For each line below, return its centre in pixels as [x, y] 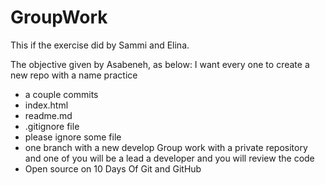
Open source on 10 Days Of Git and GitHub [113, 168]
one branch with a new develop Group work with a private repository [166, 147]
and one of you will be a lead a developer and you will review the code [169, 158]
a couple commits [61, 94]
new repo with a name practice [74, 75]
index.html [46, 105]
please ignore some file [73, 137]
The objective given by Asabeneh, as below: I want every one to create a [160, 64]
